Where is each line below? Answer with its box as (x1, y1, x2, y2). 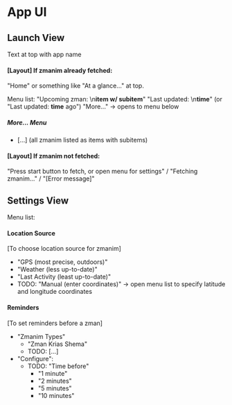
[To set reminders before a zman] (7, 319, 102, 327)
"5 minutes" (37, 383, 72, 392)
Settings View (7, 195, 69, 206)
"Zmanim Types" (17, 332, 66, 340)
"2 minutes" (37, 377, 73, 385)
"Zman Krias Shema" (27, 340, 88, 348)
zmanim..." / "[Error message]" (7, 174, 95, 183)
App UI (7, 4, 47, 20)
